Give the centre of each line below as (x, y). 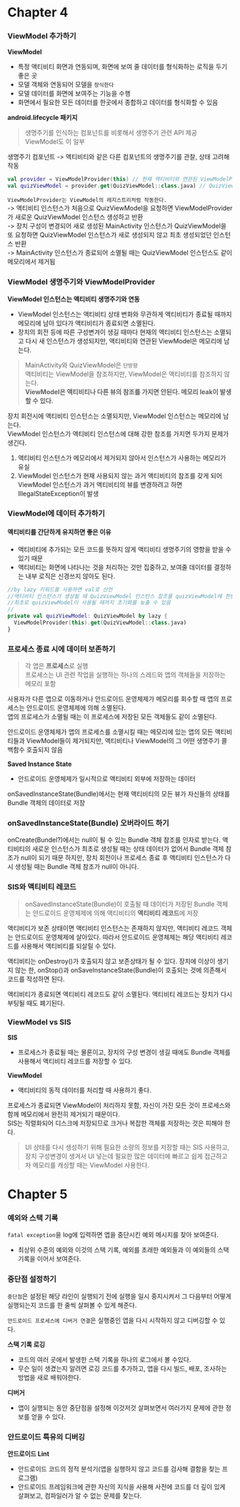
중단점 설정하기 (32, 1279)
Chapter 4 (38, 12)
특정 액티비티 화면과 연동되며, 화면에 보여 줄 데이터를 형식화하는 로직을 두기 (122, 67)
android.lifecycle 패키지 (42, 118)
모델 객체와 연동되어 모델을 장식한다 (66, 85)
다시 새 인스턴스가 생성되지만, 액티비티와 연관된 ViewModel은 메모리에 (124, 341)
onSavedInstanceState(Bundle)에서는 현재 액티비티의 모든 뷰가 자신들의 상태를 (119, 794)
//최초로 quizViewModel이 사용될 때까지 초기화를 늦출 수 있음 (89, 603)
